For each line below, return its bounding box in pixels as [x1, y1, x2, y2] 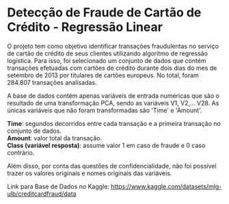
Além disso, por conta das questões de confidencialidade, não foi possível [7, 162, 217, 170]
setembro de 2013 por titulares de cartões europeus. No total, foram [7, 71, 200, 79]
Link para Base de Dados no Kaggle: [7, 182, 109, 190]
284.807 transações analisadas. [7, 78, 97, 86]
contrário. [7, 149, 35, 157]
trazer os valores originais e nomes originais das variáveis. [7, 169, 172, 177]
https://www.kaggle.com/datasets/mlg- [110, 182, 222, 190]
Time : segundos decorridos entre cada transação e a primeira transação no [7, 119, 221, 127]
